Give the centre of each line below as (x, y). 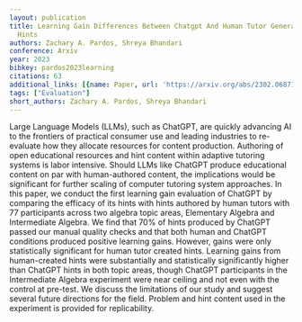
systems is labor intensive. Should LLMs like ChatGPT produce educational (148, 165)
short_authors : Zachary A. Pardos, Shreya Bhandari (108, 101)
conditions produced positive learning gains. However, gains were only (141, 241)
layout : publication (48, 18)
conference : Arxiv (44, 51)
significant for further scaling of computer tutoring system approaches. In (146, 184)
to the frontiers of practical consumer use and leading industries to (133, 137)
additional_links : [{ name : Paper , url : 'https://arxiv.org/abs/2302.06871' (154, 85)
